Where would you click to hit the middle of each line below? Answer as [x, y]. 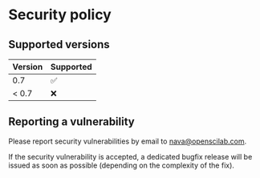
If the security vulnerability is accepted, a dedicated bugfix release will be [130, 156]
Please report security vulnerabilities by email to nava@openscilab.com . [128, 141]
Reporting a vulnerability [71, 122]
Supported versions [59, 44]
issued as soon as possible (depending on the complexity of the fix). [122, 165]
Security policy [60, 15]
